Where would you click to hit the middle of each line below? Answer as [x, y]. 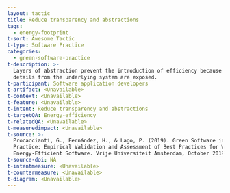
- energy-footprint [41, 33]
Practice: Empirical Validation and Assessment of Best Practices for [116, 147]
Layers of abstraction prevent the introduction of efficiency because [118, 70]
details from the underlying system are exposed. [85, 77]
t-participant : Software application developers [78, 83]
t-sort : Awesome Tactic [41, 39]
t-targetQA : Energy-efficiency [52, 115]
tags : [15, 26]
